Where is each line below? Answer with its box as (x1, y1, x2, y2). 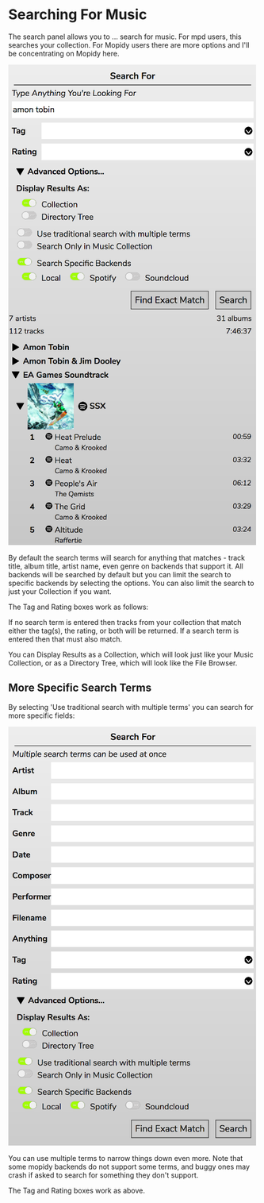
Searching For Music (8, 6, 147, 24)
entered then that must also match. (8, 634, 123, 644)
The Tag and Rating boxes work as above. (8, 1186, 145, 1195)
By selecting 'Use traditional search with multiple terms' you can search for (8, 702, 254, 711)
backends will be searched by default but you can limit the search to (8, 569, 231, 579)
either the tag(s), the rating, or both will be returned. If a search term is (8, 626, 239, 635)
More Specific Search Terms (8, 681, 152, 695)
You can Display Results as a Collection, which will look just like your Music (8, 650, 254, 659)
